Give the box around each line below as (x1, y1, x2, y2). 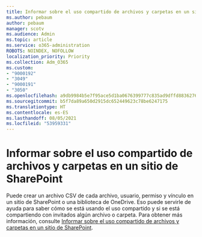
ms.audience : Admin (6, 31, 55, 37)
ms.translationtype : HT (6, 103, 66, 110)
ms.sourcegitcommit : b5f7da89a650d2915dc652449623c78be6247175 (6, 98, 168, 104)
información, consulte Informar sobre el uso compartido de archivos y (6, 218, 179, 225)
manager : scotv (6, 25, 44, 32)
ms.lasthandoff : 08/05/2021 (6, 115, 77, 121)
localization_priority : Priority (6, 54, 90, 60)
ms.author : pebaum (6, 14, 52, 20)
